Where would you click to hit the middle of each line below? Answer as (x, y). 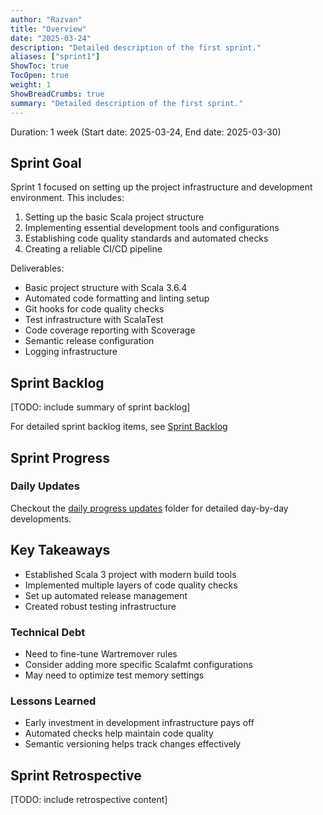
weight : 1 (31, 85)
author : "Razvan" (46, 19)
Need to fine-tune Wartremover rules (101, 653)
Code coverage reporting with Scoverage (110, 330)
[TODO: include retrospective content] (89, 800)
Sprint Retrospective (76, 775)
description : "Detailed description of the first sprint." (136, 47)
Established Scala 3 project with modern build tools (130, 574)
